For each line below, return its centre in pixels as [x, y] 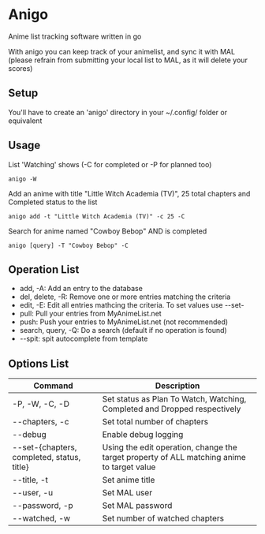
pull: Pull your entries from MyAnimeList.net [90, 314]
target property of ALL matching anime [174, 457]
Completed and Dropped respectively [172, 409]
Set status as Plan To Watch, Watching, [174, 399]
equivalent [25, 121]
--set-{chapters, [45, 447]
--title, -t [30, 480]
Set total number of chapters [155, 422]
